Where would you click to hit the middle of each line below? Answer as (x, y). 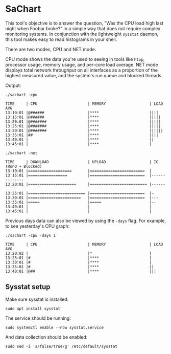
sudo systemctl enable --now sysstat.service (54, 327)
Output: (13, 85)
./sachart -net (21, 153)
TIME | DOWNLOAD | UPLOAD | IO (82, 162)
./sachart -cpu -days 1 (31, 235)
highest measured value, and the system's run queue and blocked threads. (84, 75)
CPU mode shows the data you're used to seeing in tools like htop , (75, 59)
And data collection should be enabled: (46, 337)
